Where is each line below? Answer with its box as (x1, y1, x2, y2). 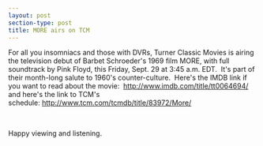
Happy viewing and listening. (8, 129, 103, 138)
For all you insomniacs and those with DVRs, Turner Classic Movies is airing (8, 48, 254, 58)
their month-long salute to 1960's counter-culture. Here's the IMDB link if (8, 73, 247, 83)
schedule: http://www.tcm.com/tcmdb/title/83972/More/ (8, 98, 192, 107)
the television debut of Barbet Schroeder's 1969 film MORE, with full (8, 56, 230, 66)
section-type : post (8, 19, 73, 27)
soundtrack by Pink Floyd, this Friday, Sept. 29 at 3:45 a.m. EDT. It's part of (8, 65, 255, 74)
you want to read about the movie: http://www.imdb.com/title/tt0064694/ (8, 81, 249, 91)
